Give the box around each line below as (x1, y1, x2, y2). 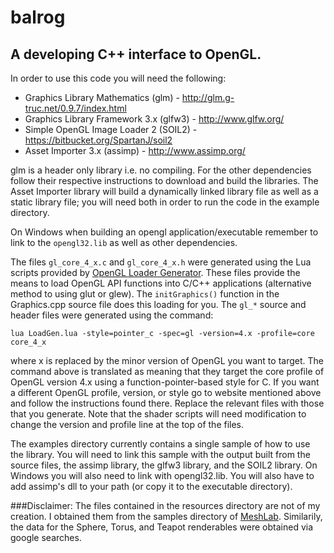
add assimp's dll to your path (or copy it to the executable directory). (10, 481, 293, 492)
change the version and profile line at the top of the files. (10, 419, 245, 430)
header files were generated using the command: (10, 309, 214, 321)
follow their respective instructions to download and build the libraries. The (10, 175, 319, 186)
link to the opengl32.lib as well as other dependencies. (10, 237, 238, 248)
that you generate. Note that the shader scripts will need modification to (10, 408, 307, 420)
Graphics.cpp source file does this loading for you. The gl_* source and (10, 299, 307, 310)
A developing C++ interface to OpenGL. (10, 46, 262, 63)
